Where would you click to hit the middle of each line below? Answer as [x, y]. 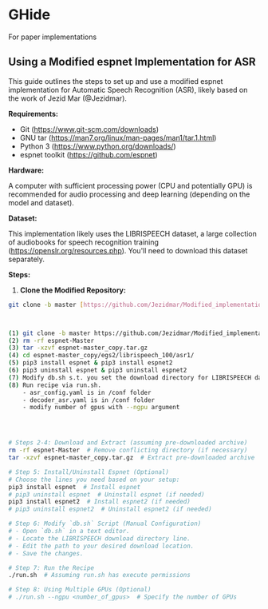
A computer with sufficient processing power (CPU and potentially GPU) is [130, 185]
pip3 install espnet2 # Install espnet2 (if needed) [100, 502]
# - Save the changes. [46, 553]
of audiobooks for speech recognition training [84, 242]
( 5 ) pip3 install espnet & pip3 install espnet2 [91, 363]
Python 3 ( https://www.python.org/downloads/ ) [98, 146]
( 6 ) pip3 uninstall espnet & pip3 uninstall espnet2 [98, 370]
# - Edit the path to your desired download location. [101, 546]
